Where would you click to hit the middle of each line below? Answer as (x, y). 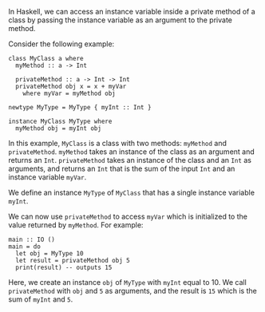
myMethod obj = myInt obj (59, 128)
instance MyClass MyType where (60, 121)
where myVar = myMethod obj (69, 93)
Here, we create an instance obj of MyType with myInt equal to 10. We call (128, 282)
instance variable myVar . (47, 177)
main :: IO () (32, 239)
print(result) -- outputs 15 (64, 267)
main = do (25, 247)
